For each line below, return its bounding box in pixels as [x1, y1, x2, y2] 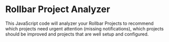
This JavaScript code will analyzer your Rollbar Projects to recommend [5, 20, 154, 26]
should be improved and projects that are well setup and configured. [5, 31, 149, 37]
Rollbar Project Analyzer [5, 4, 110, 15]
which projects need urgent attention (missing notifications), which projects [5, 25, 164, 31]
